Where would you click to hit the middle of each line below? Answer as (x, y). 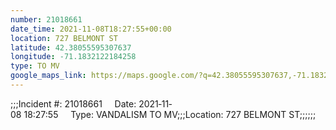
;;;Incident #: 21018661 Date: (73, 103)
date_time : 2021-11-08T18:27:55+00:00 (91, 29)
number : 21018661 (46, 19)
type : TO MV (35, 66)
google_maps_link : (48, 76)
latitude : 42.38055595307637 (71, 47)
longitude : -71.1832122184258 (73, 57)
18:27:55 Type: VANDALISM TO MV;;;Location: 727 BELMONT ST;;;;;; (170, 114)
